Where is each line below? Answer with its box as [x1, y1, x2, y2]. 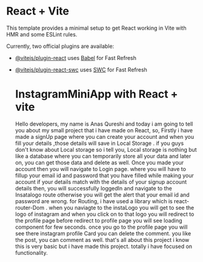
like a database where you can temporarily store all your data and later [15, 152, 191, 160]
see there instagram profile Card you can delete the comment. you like [15, 229, 191, 237]
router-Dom [15, 204, 45, 211]
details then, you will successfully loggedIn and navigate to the [15, 184, 173, 192]
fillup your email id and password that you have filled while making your [15, 172, 194, 179]
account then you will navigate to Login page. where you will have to [15, 165, 187, 172]
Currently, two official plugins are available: [6, 42, 115, 50]
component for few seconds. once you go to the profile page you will [15, 223, 188, 230]
